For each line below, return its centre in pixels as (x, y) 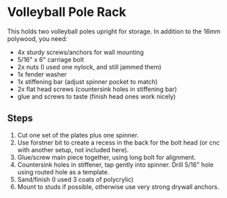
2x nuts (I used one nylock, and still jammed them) (89, 67)
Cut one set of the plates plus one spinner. (78, 135)
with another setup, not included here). (73, 149)
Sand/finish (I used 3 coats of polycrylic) (75, 179)
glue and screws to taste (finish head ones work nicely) (96, 96)
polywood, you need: (37, 38)
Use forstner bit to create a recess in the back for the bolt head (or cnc (118, 142)
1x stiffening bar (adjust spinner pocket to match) (87, 81)
